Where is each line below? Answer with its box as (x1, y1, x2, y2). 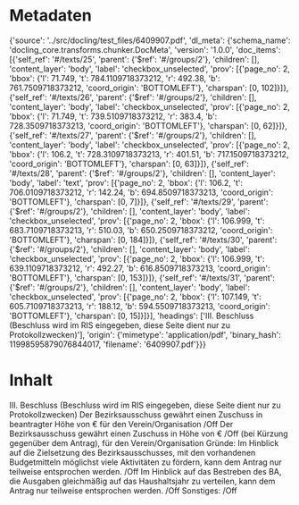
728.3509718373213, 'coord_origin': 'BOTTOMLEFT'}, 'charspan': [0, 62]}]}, (9, 120, 288, 130)
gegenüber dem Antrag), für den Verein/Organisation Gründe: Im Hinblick (9, 437, 279, 448)
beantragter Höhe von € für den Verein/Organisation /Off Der (9, 418, 234, 429)
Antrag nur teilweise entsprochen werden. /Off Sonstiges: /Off (9, 484, 238, 496)
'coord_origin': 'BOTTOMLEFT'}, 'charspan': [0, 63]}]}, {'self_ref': (9, 158, 250, 169)
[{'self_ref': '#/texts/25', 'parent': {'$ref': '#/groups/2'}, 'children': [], (9, 54, 260, 64)
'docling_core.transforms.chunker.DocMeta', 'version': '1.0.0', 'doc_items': (9, 44, 281, 55)
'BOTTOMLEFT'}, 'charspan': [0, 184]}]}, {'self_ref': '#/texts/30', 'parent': (9, 234, 278, 245)
